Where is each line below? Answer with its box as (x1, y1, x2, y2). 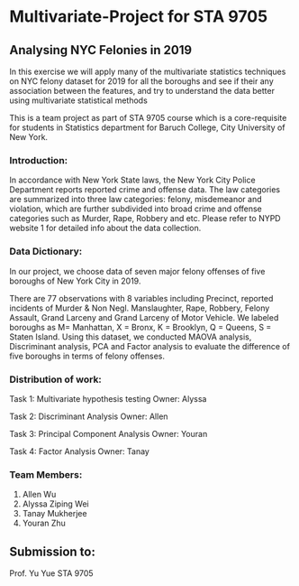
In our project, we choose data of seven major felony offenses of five (9, 265, 266, 276)
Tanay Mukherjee (22, 508, 87, 519)
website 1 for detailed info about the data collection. (9, 223, 202, 234)
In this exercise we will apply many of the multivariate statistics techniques (9, 66, 286, 77)
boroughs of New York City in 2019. (9, 275, 141, 286)
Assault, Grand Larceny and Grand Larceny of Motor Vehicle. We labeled (9, 312, 279, 322)
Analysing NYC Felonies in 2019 (9, 42, 192, 58)
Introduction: (9, 153, 68, 166)
